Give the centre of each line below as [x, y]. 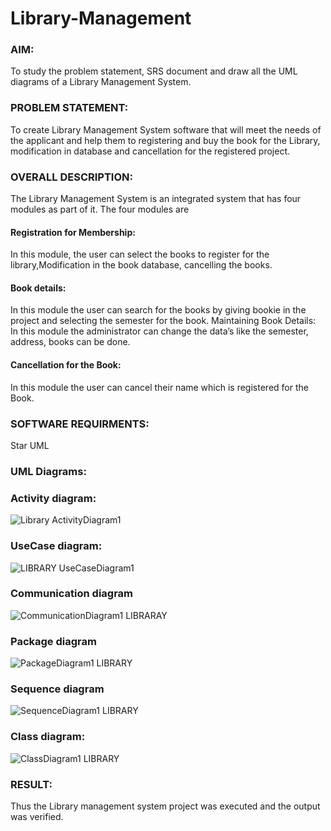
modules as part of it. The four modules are [100, 209]
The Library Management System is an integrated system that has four [156, 199]
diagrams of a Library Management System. [101, 82]
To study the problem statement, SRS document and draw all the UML [154, 71]
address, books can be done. [70, 342]
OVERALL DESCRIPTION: [71, 177]
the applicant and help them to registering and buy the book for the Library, [165, 140]
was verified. [37, 816]
